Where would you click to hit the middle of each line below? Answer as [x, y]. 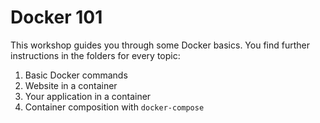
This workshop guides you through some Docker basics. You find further [160, 45]
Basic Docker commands [76, 75]
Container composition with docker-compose [114, 107]
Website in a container [71, 85]
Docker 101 [56, 17]
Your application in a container [88, 96]
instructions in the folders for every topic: [95, 55]
